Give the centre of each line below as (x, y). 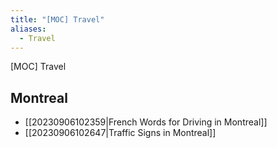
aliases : (28, 29)
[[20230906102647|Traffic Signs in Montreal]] (120, 133)
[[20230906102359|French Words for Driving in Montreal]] (146, 122)
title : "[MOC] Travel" (57, 19)
